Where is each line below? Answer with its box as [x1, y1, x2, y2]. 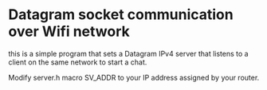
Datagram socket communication [8, 6, 234, 24]
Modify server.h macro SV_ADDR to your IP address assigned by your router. [8, 72, 260, 82]
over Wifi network [8, 22, 130, 41]
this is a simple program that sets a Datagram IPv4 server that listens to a [8, 49, 249, 58]
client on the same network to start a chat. [8, 57, 147, 67]
